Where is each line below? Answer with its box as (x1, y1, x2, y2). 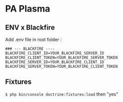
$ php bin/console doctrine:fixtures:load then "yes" (5, 91, 118, 97)
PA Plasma (5, 3, 50, 15)
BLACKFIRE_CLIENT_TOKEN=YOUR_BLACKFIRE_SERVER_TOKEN (5, 55, 118, 60)
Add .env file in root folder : (5, 36, 62, 42)
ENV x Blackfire (5, 23, 55, 32)
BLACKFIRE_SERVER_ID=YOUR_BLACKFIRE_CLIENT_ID (5, 60, 104, 65)
